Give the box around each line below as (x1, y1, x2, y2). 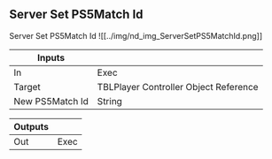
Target (13, 80, 42, 93)
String (97, 95, 122, 107)
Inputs (36, 51, 66, 64)
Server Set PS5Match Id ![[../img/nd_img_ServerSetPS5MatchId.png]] (9, 30, 263, 41)
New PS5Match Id (13, 95, 89, 107)
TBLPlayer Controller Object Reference (97, 80, 259, 93)
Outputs (13, 120, 49, 132)
